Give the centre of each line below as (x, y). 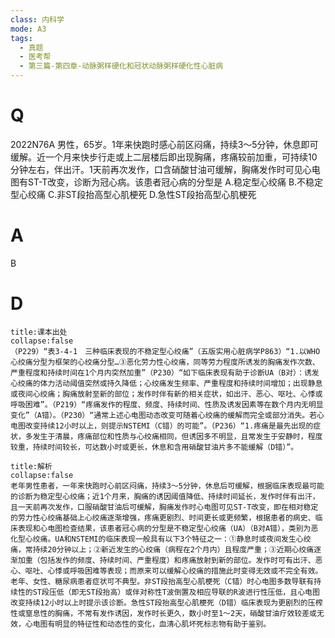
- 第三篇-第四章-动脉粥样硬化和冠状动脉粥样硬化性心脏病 (121, 66)
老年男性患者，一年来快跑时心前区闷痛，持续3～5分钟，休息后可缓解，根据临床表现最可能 (167, 486)
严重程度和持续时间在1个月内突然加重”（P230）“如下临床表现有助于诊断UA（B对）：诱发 (165, 372)
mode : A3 (28, 29)
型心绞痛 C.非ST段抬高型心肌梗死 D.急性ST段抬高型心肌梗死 (133, 194)
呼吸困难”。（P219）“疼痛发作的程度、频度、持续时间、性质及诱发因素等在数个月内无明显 (167, 404)
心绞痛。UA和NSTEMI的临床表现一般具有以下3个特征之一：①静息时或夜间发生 (160, 539)
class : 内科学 (37, 19)
